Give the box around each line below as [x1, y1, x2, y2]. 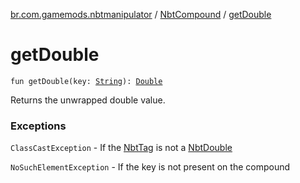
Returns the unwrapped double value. [10, 94, 166, 106]
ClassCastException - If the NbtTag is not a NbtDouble [10, 142, 233, 154]
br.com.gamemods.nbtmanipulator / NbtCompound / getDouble [10, 9, 272, 20]
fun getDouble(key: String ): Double [10, 76, 163, 86]
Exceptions [10, 119, 67, 133]
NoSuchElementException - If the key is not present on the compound [10, 161, 291, 173]
